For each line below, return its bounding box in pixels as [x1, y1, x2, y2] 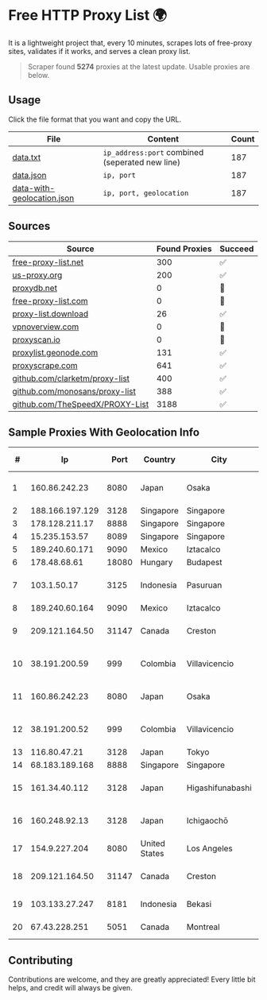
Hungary [140, 557, 173, 568]
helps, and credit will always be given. [8, 983, 133, 993]
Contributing [8, 953, 73, 967]
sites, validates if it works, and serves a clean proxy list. [8, 46, 191, 56]
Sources [8, 219, 51, 233]
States [140, 848, 164, 859]
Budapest [186, 557, 222, 568]
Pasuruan [186, 579, 222, 591]
